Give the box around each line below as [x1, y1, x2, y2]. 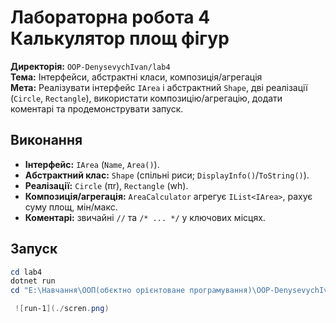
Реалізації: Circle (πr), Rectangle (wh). [24, 179, 189, 191]
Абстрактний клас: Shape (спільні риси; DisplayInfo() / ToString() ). [24, 169, 310, 181]
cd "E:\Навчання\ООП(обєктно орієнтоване [10, 286, 186, 296]
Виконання [10, 132, 83, 149]
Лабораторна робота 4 [10, 6, 211, 29]
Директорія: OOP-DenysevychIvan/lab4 [10, 60, 171, 72]
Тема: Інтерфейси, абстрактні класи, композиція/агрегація [10, 71, 263, 83]
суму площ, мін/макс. [24, 201, 118, 213]
